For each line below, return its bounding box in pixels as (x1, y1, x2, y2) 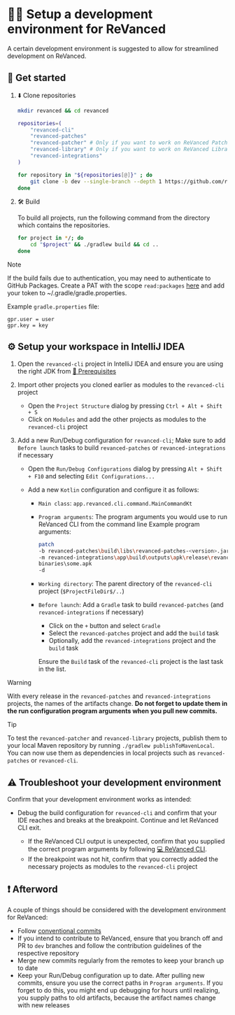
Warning (7, 679, 31, 687)
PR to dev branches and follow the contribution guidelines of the (17, 941, 202, 950)
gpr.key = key (7, 322, 49, 329)
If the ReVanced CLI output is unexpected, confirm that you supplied (27, 837, 225, 845)
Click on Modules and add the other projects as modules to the (27, 415, 206, 423)
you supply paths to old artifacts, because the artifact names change (17, 993, 217, 1002)
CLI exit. (17, 823, 42, 832)
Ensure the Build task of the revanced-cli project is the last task (38, 658, 224, 666)
